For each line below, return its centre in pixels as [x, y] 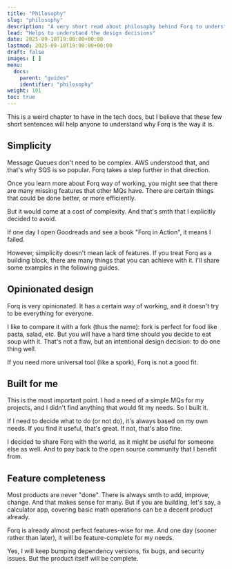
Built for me [33, 384]
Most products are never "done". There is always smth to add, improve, [108, 495]
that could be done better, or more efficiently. [72, 198]
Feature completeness [56, 478]
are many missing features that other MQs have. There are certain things [110, 190]
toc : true [21, 97]
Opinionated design [50, 289]
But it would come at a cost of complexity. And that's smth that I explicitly [112, 211]
